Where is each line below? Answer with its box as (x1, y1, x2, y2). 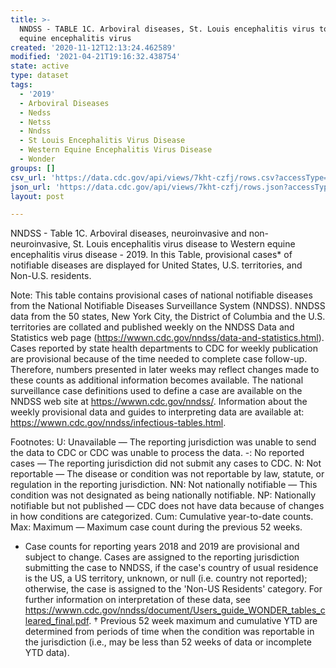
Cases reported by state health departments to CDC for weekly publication (10, 342, 318, 355)
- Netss (19, 117, 52, 127)
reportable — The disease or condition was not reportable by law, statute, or (10, 468, 325, 480)
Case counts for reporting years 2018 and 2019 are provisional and (24, 541, 300, 553)
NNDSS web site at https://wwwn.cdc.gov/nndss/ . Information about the (10, 396, 308, 408)
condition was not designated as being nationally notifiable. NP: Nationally (10, 489, 317, 501)
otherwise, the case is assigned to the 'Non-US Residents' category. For (24, 583, 323, 595)
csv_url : (10, 172, 47, 183)
